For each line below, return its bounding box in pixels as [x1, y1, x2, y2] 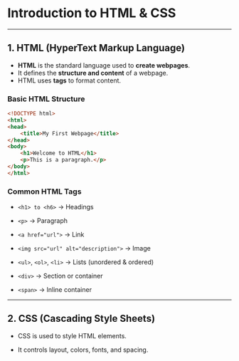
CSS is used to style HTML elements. [17, 331, 127, 340]
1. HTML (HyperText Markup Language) [7, 42, 185, 54]
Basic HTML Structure [7, 94, 85, 104]
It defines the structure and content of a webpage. [17, 68, 169, 77]
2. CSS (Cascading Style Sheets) [7, 313, 155, 325]
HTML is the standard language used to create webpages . [17, 61, 191, 69]
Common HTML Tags [7, 187, 82, 197]
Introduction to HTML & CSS [7, 5, 176, 21]
